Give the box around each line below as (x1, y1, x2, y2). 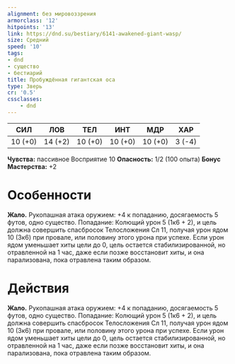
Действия (7, 281, 69, 296)
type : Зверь (7, 83, 42, 90)
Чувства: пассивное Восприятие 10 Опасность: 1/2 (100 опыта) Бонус (7, 155, 221, 163)
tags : (7, 50, 23, 57)
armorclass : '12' (7, 17, 59, 24)
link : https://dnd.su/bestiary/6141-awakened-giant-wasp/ (7, 30, 182, 37)
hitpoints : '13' (7, 23, 55, 30)
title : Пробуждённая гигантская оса (7, 76, 115, 83)
